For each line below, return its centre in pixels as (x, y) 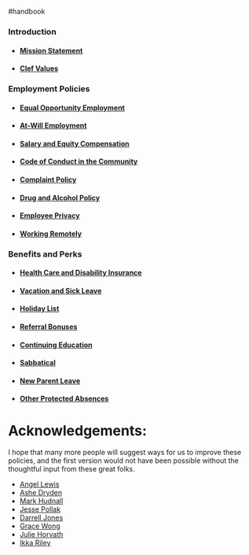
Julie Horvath (41, 535)
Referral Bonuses (48, 327)
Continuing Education (56, 345)
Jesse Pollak (40, 509)
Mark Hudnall (41, 501)
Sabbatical (38, 363)
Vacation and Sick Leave (60, 290)
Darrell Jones (41, 518)
